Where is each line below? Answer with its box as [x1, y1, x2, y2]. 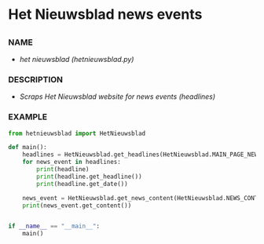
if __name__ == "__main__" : [8, 222, 101, 231]
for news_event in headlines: [22, 158, 122, 166]
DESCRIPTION [8, 74, 64, 85]
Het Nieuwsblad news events [8, 5, 203, 24]
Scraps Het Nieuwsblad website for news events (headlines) [19, 92, 216, 101]
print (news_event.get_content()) [22, 202, 132, 209]
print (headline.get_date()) [36, 180, 128, 188]
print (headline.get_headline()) [36, 173, 143, 180]
